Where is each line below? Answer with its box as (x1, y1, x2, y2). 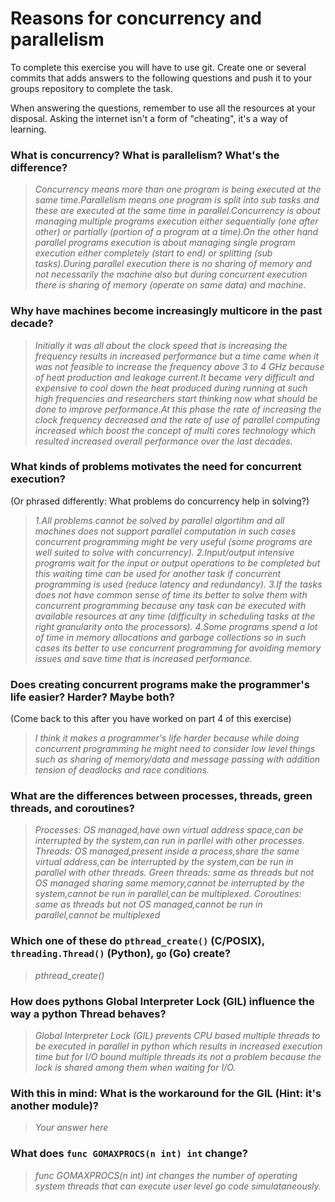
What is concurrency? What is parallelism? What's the (10, 148, 280, 162)
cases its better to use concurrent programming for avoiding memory (34, 642, 322, 654)
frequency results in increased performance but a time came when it (34, 350, 319, 362)
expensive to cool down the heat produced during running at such (34, 382, 308, 394)
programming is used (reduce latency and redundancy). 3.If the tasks (34, 578, 323, 590)
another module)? (10, 1098, 99, 1112)
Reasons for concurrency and (10, 7, 262, 30)
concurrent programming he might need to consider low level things (34, 743, 316, 755)
